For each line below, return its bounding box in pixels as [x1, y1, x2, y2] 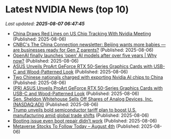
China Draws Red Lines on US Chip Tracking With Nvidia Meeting [12, 30, 151, 36]
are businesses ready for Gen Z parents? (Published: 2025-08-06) [12, 47, 154, 53]
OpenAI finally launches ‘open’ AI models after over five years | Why [12, 52, 157, 58]
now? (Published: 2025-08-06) [12, 57, 79, 64]
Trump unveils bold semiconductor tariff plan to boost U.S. [12, 107, 137, 113]
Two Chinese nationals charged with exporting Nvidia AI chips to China [12, 74, 163, 80]
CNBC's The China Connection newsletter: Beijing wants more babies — [12, 41, 166, 47]
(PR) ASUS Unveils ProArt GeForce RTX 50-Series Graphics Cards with [12, 85, 163, 91]
